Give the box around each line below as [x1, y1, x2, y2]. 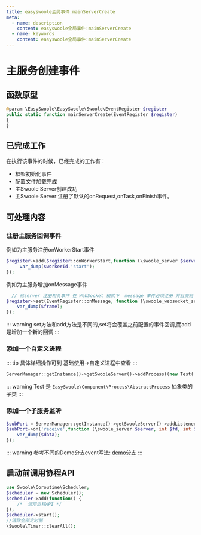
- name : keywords [11, 31, 55, 37]
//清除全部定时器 [6, 518, 43, 524]
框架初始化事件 [14, 170, 52, 178]
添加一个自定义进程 [6, 345, 62, 353]
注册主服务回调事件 [6, 231, 62, 240]
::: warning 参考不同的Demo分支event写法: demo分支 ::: [6, 449, 143, 456]
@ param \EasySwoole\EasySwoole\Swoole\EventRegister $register [6, 106, 167, 112]
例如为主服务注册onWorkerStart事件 [6, 246, 95, 253]
